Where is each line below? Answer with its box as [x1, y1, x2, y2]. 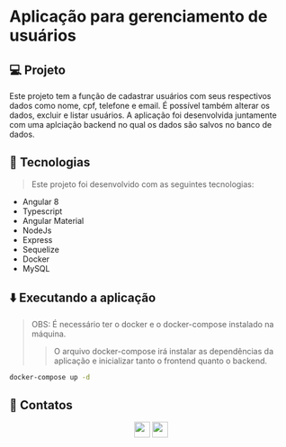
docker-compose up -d [9, 372, 91, 381]
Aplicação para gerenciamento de [9, 6, 268, 27]
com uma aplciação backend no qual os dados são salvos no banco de [9, 120, 273, 130]
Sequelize [22, 244, 60, 255]
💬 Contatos [9, 398, 74, 413]
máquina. [31, 328, 67, 339]
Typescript [22, 205, 63, 217]
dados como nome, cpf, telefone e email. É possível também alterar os [9, 101, 271, 111]
